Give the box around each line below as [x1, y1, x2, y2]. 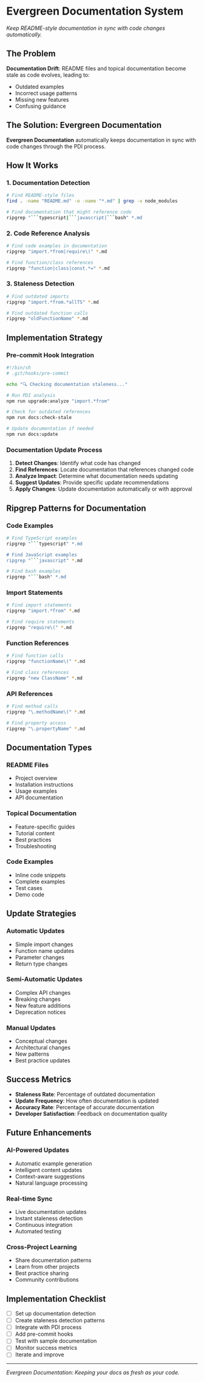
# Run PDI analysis [6, 392, 56, 398]
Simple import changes [15, 941, 73, 948]
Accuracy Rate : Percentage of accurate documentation [15, 1103, 155, 1110]
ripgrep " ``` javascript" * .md [6, 557, 83, 564]
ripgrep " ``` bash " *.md [6, 574, 67, 580]
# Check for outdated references [6, 409, 91, 415]
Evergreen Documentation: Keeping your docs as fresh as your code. [6, 1369, 180, 1377]
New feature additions [15, 1001, 71, 1009]
